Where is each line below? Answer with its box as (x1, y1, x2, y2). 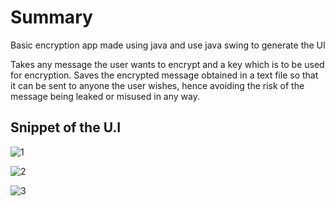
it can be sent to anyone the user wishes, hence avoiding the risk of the (10, 79, 305, 91)
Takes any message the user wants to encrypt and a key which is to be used (10, 58, 325, 70)
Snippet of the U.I (10, 119, 122, 136)
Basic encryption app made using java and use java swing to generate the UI (10, 39, 326, 51)
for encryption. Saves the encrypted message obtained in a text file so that (10, 69, 319, 81)
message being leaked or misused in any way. (10, 90, 200, 102)
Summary (10, 6, 93, 29)
